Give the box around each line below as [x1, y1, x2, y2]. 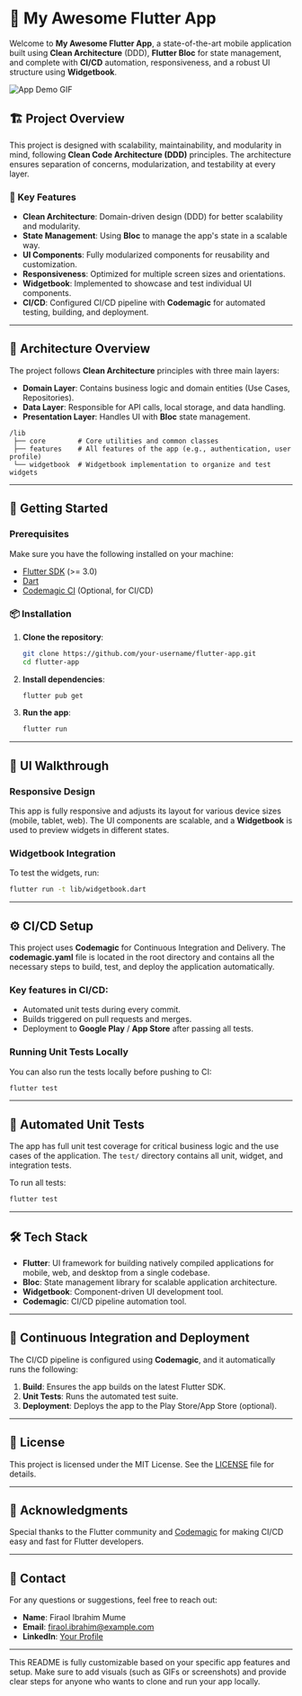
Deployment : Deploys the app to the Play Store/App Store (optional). [22, 1400, 277, 1411]
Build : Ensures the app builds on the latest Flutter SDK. [22, 1381, 226, 1392]
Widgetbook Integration [9, 847, 116, 859]
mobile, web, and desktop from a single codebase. [22, 1267, 210, 1278]
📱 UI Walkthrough [9, 758, 110, 773]
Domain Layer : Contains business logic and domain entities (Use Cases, [22, 382, 290, 393]
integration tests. [9, 1160, 72, 1171]
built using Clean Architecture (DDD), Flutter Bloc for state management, [9, 47, 282, 58]
